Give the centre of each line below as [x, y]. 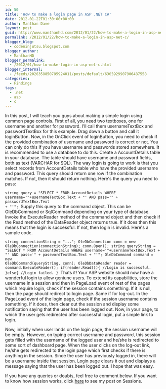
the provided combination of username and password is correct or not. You [82, 142]
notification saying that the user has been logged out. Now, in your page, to [82, 309]
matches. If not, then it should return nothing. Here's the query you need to [82, 179]
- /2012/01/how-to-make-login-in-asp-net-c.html [61, 65]
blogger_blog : [20, 42]
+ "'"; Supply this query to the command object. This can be [68, 207]
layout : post [19, 28]
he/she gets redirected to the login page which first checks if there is [75, 350]
